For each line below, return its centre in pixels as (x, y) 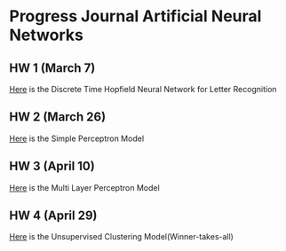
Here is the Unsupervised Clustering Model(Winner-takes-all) (121, 237)
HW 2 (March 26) (58, 117)
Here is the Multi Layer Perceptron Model (84, 187)
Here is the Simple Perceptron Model (77, 138)
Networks (47, 35)
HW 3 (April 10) (52, 166)
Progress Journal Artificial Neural (135, 16)
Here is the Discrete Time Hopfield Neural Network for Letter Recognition (143, 89)
